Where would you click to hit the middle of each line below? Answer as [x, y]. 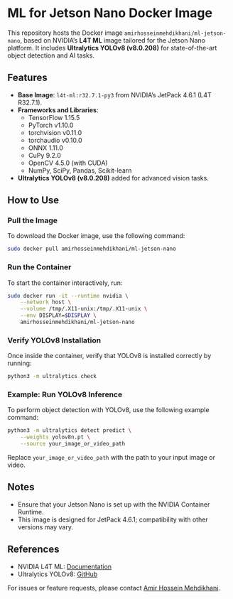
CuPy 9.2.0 [45, 155]
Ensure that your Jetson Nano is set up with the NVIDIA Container [114, 504]
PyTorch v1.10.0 [51, 125]
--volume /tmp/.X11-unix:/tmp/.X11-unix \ [84, 309]
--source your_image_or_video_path [73, 444]
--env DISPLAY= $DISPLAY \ [59, 315]
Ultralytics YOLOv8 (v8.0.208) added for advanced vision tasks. [113, 178]
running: [20, 363]
